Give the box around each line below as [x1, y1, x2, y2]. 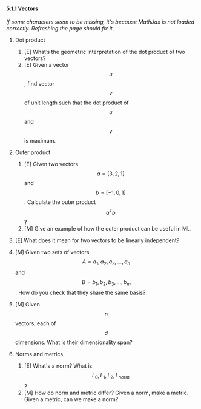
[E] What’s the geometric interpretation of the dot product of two [24, 49, 186, 56]
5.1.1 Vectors [6, 5, 38, 12]
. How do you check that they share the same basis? [15, 289, 146, 297]
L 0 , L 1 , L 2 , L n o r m [91, 372, 130, 380]
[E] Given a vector [24, 61, 70, 69]
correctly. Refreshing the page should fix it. [6, 25, 114, 32]
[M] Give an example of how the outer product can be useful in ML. [24, 225, 192, 232]
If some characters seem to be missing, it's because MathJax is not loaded [6, 18, 195, 25]
